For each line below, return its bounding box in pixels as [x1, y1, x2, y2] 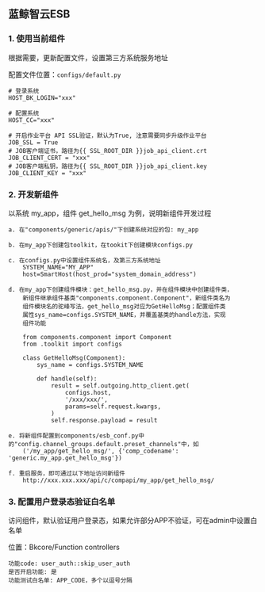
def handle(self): [36, 375, 98, 383]
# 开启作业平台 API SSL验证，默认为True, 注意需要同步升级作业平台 [8, 132, 207, 139]
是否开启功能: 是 [8, 568, 57, 576]
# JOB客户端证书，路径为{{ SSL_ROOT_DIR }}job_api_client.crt [8, 147, 208, 155]
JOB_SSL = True [8, 138, 59, 147]
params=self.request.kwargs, [64, 403, 161, 411]
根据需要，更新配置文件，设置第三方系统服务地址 [8, 52, 168, 62]
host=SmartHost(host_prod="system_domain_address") [22, 270, 197, 278]
